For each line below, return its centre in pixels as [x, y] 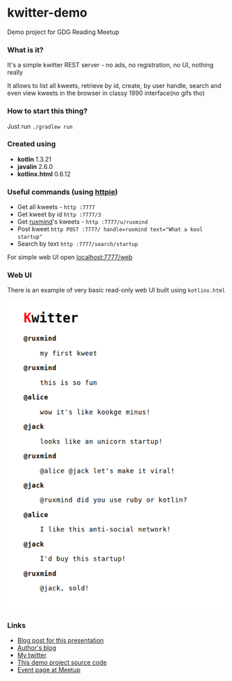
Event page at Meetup [49, 669]
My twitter [32, 655]
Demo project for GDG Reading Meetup [63, 32]
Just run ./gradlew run [40, 126]
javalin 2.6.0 [35, 166]
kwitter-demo [47, 13]
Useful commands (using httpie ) [63, 192]
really [15, 72]
